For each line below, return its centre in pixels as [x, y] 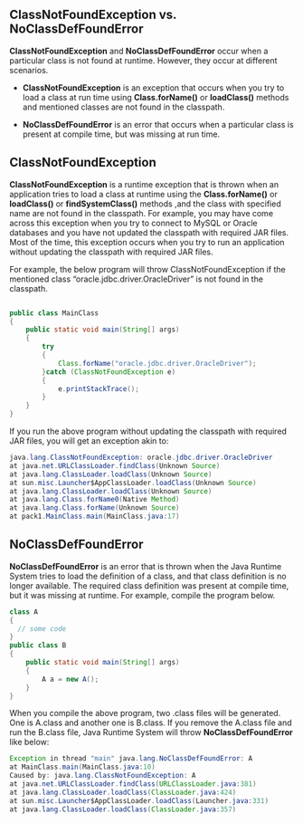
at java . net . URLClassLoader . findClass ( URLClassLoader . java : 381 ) [133, 784]
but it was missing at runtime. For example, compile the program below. [142, 595]
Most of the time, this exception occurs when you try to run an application [147, 242]
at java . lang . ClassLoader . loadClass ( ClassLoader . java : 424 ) [123, 792]
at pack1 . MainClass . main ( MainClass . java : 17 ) [95, 517]
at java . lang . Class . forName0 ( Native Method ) [95, 500]
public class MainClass [54, 313]
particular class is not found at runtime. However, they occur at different [143, 60]
